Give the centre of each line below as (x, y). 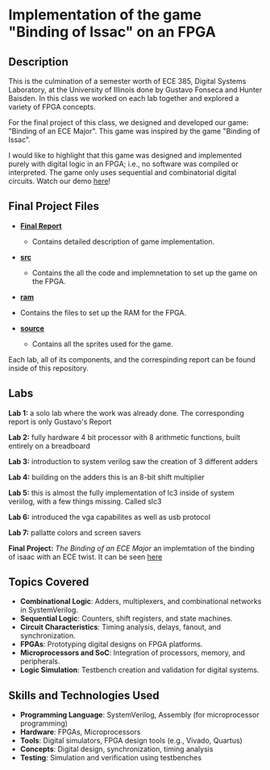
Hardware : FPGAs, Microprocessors (80, 732)
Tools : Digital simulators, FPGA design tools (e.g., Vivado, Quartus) (131, 741)
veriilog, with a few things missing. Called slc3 (85, 501)
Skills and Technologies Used (84, 695)
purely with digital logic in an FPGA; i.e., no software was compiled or (124, 164)
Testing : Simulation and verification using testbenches (111, 758)
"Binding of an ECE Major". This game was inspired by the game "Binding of (134, 131)
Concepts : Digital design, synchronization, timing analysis (116, 749)
